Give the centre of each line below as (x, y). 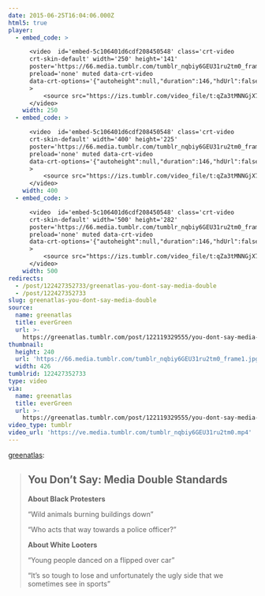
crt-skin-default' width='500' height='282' (103, 219)
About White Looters (62, 545)
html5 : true (28, 23)
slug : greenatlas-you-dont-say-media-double (82, 301)
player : (21, 30)
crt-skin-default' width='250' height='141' (103, 59)
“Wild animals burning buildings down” (90, 514)
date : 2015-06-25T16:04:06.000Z (61, 15)
